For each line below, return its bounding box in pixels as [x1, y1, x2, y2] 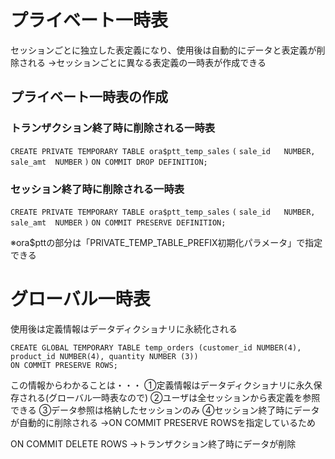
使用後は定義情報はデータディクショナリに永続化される [10, 322, 238, 335]
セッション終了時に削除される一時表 [10, 182, 185, 196]
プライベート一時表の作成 [10, 89, 168, 106]
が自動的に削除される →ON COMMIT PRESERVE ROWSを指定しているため [10, 416, 317, 428]
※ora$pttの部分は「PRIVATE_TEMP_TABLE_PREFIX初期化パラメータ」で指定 [10, 236, 323, 248]
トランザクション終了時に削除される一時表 [10, 121, 216, 135]
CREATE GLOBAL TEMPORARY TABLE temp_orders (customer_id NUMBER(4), [10, 342, 302, 353]
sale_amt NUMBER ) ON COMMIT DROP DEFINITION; [10, 157, 208, 167]
